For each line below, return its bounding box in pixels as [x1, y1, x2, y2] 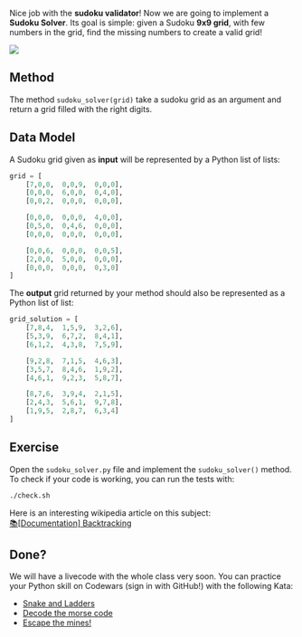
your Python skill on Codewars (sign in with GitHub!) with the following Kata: [9, 581, 294, 592]
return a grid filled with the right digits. [9, 103, 153, 114]
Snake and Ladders [22, 598, 95, 609]
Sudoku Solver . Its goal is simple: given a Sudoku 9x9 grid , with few [9, 17, 265, 28]
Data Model [9, 130, 76, 146]
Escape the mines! [22, 617, 92, 628]
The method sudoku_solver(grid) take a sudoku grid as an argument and [9, 94, 282, 105]
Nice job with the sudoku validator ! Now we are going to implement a [9, 8, 269, 18]
